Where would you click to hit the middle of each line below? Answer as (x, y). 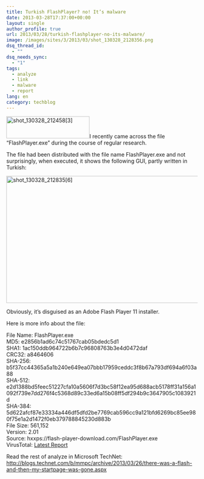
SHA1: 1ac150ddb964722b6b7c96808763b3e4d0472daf (77, 348)
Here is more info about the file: (46, 323)
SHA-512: (18, 380)
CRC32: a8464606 (30, 354)
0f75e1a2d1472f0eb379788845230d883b (59, 419)
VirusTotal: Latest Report (37, 444)
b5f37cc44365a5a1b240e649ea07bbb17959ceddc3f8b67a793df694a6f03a (102, 367)
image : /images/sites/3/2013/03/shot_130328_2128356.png (80, 40)
